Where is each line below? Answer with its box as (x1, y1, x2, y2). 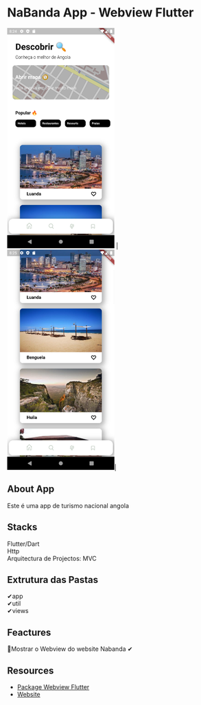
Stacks (7, 521, 38, 533)
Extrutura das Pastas (7, 574, 98, 586)
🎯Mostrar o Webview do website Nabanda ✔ (7, 645, 133, 653)
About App (7, 483, 55, 495)
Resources (7, 665, 54, 676)
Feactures (7, 626, 51, 638)
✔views (7, 607, 29, 615)
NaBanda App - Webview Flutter (7, 5, 194, 21)
